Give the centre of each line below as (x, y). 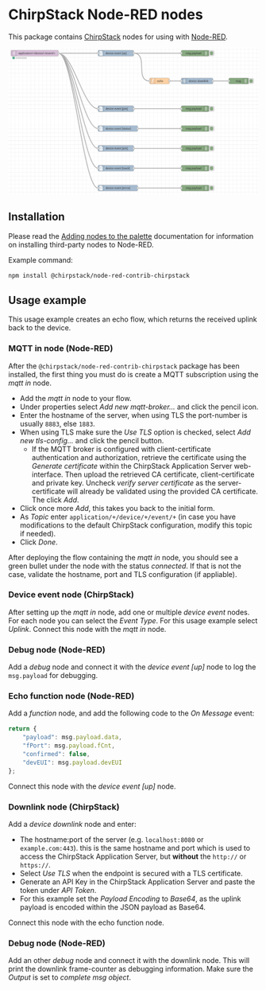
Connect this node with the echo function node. (86, 922)
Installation (37, 217)
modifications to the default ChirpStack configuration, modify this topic (136, 525)
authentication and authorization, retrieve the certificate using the (139, 457)
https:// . (35, 864)
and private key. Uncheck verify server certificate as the (123, 482)
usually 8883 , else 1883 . (57, 423)
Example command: (40, 259)
